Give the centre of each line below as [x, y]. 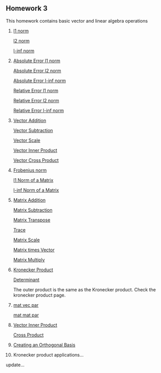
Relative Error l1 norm [36, 90]
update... [15, 365]
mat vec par [26, 305]
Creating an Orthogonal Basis [44, 345]
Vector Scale [27, 140]
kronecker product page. [39, 295]
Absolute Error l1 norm [37, 61]
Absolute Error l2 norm [37, 70]
